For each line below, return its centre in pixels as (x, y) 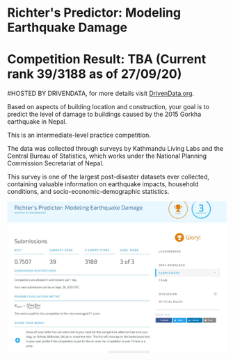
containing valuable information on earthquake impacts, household (103, 184)
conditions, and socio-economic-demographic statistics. (88, 192)
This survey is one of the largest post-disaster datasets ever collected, (109, 177)
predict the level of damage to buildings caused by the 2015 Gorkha (104, 114)
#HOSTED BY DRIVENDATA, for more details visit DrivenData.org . (101, 93)
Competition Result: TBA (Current (107, 59)
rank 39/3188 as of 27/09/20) (95, 74)
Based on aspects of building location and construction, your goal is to (109, 107)
